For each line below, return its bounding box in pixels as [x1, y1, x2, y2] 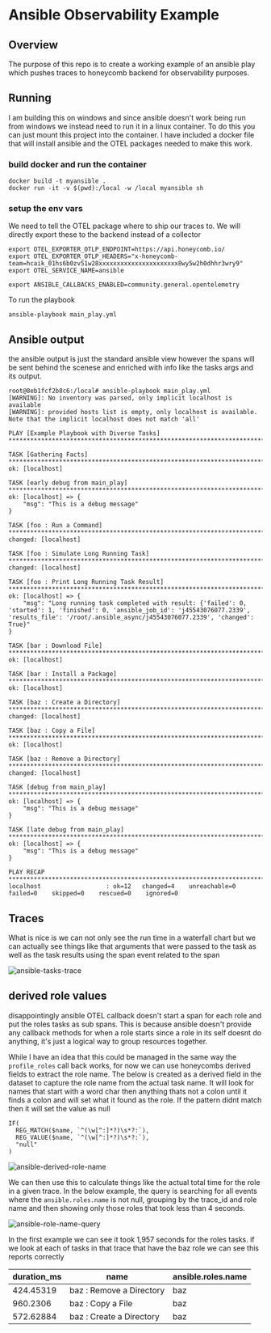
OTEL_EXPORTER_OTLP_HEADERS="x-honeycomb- [33, 252, 179, 260]
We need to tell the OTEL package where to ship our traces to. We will [8, 221, 240, 231]
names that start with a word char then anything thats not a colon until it [8, 1086, 248, 1096]
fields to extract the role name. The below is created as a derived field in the [8, 1069, 262, 1079]
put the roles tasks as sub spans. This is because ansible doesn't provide [8, 1019, 252, 1029]
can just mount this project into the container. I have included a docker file [8, 129, 255, 139]
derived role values [8, 989, 107, 1003]
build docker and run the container [8, 159, 147, 170]
